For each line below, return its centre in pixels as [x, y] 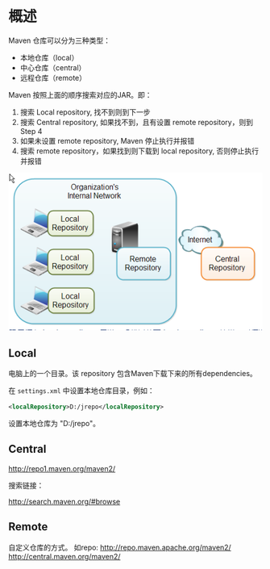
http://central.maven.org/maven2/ [64, 556]
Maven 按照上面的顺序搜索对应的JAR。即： [80, 94]
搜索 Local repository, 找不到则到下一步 [85, 112]
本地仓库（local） [49, 57]
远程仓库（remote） [53, 77]
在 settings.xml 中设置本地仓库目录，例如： [81, 391]
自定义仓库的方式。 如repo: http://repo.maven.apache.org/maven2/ [120, 547]
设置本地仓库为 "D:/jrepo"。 [54, 423]
